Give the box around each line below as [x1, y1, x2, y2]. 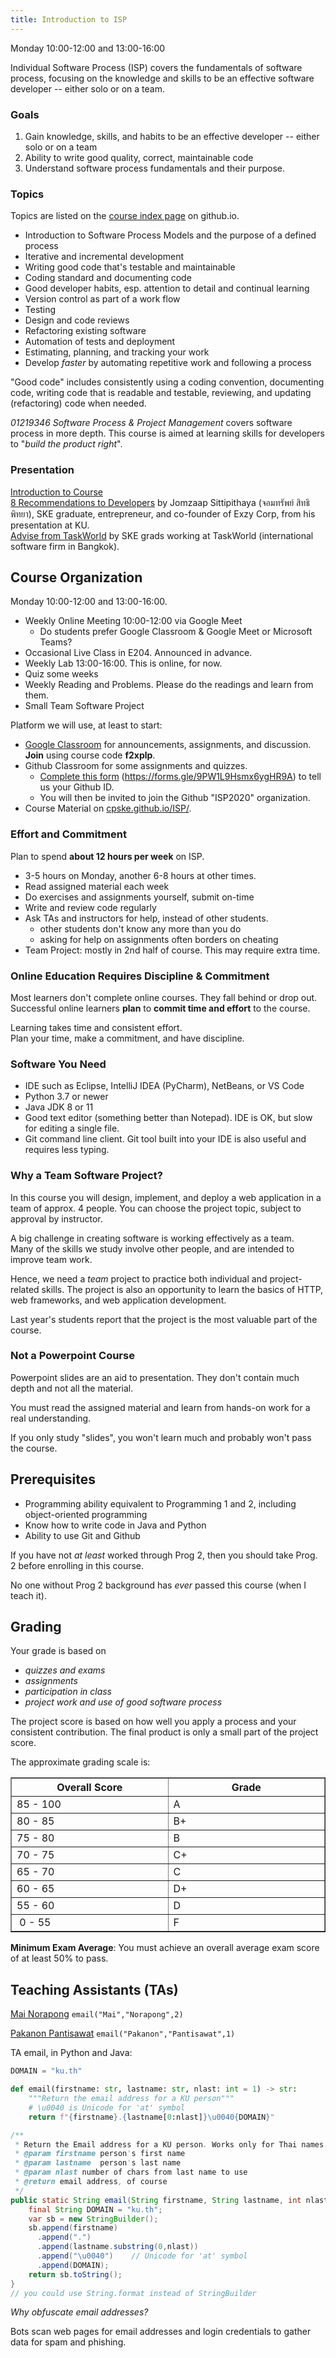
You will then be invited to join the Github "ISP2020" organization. [39, 792, 311, 804]
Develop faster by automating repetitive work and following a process [24, 357, 312, 369]
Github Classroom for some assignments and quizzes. [24, 760, 248, 772]
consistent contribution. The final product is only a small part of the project [10, 1726, 319, 1738]
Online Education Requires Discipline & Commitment [10, 969, 270, 983]
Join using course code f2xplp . [24, 749, 156, 761]
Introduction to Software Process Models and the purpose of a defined [24, 229, 317, 241]
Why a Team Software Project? [10, 1169, 163, 1183]
